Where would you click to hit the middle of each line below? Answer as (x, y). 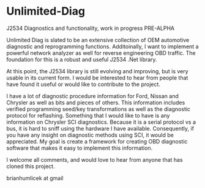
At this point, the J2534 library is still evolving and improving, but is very (97, 71)
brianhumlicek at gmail (35, 178)
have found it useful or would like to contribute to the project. (84, 84)
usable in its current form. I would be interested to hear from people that (97, 78)
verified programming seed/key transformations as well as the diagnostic (99, 109)
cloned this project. (31, 166)
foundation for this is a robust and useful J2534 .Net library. (82, 59)
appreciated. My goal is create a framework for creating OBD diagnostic (97, 141)
